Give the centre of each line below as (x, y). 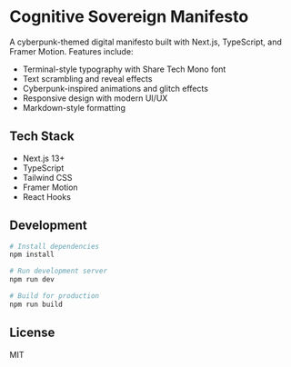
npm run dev (32, 280)
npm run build (36, 304)
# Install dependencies (55, 246)
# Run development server (58, 271)
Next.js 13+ (44, 158)
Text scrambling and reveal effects (87, 78)
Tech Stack (42, 137)
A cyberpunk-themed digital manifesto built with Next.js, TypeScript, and (145, 42)
